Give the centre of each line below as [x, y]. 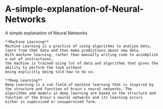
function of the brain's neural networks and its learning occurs [74, 97]
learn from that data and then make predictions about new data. [73, 50]
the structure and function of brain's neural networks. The [69, 89]
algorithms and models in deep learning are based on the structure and [81, 93]
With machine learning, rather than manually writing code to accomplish [82, 55]
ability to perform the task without [43, 67]
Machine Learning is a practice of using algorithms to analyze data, [78, 46]
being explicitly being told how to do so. [50, 72]
